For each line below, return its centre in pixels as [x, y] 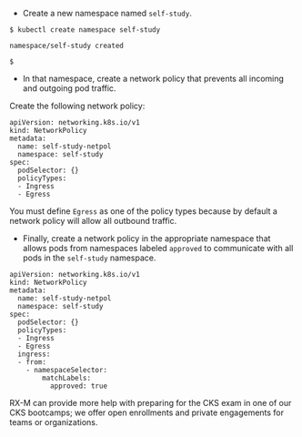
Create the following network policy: [77, 106]
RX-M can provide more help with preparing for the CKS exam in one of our [151, 403]
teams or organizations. [54, 422]
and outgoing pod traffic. [69, 88]
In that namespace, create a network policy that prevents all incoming [153, 78]
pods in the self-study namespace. [89, 258]
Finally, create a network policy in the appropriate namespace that [146, 239]
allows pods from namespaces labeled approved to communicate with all [158, 248]
